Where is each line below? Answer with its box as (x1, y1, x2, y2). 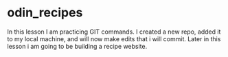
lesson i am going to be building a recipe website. (7, 42, 148, 50)
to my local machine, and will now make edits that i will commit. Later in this (7, 34, 221, 43)
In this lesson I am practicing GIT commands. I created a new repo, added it (7, 27, 221, 36)
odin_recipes (7, 5, 83, 21)
